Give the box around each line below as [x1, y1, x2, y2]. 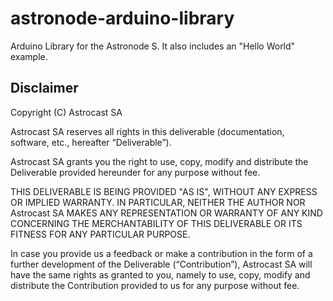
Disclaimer [10, 80, 79, 97]
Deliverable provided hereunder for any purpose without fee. [10, 166, 261, 178]
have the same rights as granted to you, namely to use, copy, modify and [10, 268, 311, 281]
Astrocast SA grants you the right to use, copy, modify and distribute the [10, 155, 309, 167]
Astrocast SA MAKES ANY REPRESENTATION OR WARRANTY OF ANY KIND [10, 207, 323, 219]
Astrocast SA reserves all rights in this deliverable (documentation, [10, 125, 285, 137]
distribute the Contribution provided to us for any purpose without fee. [10, 279, 300, 291]
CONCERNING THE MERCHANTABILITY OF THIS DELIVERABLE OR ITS [10, 217, 303, 229]
